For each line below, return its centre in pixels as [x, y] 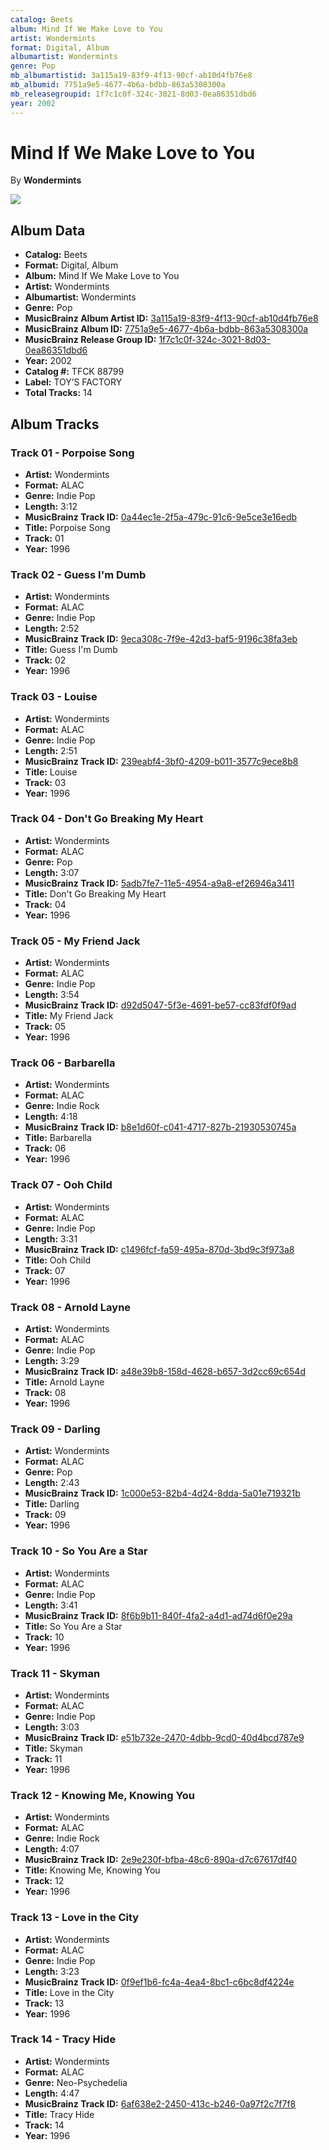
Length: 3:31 [51, 1238]
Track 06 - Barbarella [63, 1063]
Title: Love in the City [69, 1992]
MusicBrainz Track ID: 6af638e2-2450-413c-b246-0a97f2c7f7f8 [160, 2103]
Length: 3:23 [52, 1971]
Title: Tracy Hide [59, 2114]
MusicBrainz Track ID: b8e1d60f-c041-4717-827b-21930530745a [160, 1127]
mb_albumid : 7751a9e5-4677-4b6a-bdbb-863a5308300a [118, 85]
